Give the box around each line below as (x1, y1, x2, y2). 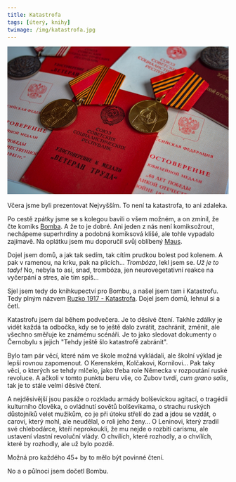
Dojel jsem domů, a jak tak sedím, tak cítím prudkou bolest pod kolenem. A (7, 251, 223, 259)
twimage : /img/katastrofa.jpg (7, 26, 96, 33)
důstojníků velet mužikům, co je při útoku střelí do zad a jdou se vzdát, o (7, 410, 216, 418)
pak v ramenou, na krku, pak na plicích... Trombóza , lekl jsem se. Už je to (7, 259, 219, 267)
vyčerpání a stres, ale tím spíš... (7, 273, 99, 282)
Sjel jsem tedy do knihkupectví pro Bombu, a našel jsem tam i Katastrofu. (7, 287, 219, 295)
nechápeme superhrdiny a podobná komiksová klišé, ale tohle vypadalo (7, 230, 215, 238)
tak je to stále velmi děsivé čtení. (7, 382, 102, 390)
